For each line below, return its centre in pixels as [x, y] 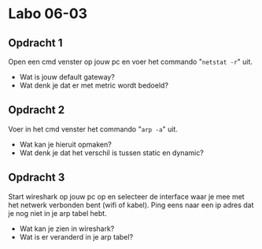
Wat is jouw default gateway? [67, 77]
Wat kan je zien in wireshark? [67, 229]
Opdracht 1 [35, 43]
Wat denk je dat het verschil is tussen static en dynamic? [112, 152]
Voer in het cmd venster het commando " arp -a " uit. [93, 129]
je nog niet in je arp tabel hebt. [58, 213]
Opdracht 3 [37, 178]
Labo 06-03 [48, 14]
